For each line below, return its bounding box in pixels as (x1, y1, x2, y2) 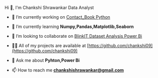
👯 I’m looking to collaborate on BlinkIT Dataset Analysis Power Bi (11, 33, 142, 39)
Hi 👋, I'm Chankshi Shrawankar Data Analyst (4, 5, 94, 10)
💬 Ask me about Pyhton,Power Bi (11, 57, 80, 63)
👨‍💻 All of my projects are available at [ (11, 43, 89, 49)
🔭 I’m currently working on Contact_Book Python (11, 14, 110, 20)
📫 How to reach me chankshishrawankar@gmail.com (11, 67, 124, 73)
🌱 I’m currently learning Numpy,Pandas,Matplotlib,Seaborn (11, 24, 134, 29)
